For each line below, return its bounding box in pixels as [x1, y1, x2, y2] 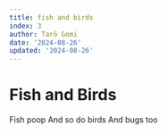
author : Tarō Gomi [9, 29, 78, 38]
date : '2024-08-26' [9, 38, 82, 47]
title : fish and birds [9, 13, 94, 22]
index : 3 [9, 21, 42, 30]
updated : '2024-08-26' [9, 46, 94, 55]
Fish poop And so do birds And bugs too [9, 114, 158, 125]
